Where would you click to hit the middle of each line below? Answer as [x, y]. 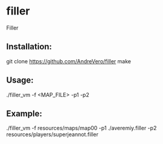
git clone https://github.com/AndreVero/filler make [69, 61]
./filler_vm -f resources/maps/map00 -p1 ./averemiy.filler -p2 [81, 128]
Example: [24, 114]
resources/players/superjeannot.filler [52, 134]
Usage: [20, 80]
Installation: [29, 47]
